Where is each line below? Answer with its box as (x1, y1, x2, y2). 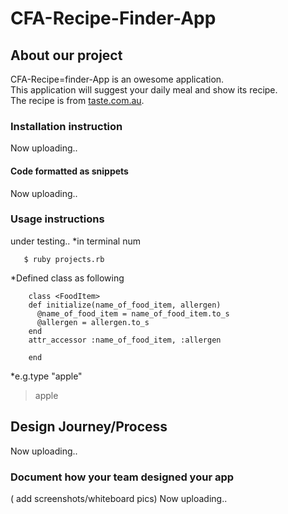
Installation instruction (10, 119, 123, 133)
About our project (10, 47, 123, 64)
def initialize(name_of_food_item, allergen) (28, 300, 222, 310)
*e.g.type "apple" (10, 370, 83, 382)
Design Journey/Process (10, 418, 168, 436)
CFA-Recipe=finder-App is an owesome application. (10, 73, 225, 85)
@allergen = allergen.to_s (36, 317, 150, 327)
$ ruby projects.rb (23, 254, 105, 264)
